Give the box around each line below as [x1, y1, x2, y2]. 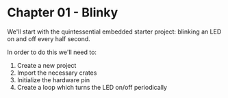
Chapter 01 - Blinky [7, 5, 118, 21]
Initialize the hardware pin [16, 75, 90, 84]
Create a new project [16, 61, 77, 69]
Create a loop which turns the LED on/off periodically [16, 83, 168, 91]
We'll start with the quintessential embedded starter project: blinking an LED [7, 27, 222, 36]
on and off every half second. [7, 34, 90, 42]
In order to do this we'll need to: [7, 48, 97, 56]
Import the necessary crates [16, 69, 97, 77]
